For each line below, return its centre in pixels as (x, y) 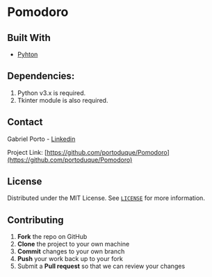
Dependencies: (41, 76)
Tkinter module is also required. (63, 100)
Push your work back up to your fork (70, 259)
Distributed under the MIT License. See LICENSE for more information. (106, 198)
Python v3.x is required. (51, 93)
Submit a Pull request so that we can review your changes (101, 266)
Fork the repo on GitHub (52, 237)
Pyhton (27, 54)
